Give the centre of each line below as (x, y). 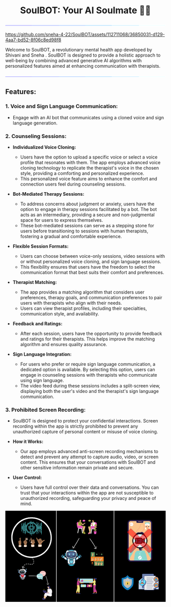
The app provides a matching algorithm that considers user (82, 292)
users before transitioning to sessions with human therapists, (84, 231)
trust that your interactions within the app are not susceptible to (87, 493)
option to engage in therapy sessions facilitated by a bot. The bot (89, 209)
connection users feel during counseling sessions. (73, 184)
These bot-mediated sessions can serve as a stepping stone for (87, 225)
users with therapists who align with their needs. (71, 303)
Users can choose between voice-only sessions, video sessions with (93, 256)
